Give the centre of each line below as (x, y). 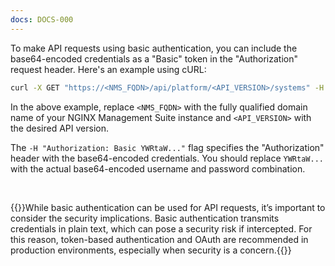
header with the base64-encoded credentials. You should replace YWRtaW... (167, 158)
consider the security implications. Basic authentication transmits (145, 218)
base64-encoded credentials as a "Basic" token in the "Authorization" (154, 58)
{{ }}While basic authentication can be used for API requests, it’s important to (168, 207)
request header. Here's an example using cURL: (108, 69)
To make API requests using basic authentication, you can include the (154, 48)
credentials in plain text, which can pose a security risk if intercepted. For (161, 228)
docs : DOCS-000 (42, 19)
